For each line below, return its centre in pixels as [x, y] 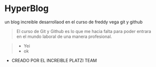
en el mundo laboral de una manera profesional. [64, 36]
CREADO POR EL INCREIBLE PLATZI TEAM [54, 60]
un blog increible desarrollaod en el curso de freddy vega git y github [74, 22]
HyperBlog [27, 8]
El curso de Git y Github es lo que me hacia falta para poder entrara [84, 31]
